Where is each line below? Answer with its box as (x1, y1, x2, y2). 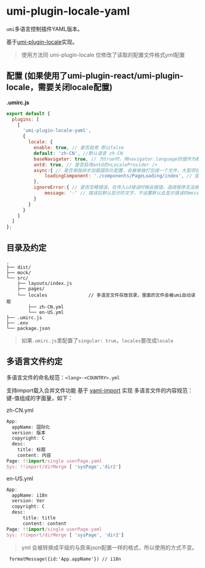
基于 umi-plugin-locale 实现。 (6, 38, 78, 45)
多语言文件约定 (6, 356, 63, 367)
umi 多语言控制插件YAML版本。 (6, 25, 84, 32)
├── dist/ (6, 264, 32, 270)
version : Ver (12, 498, 45, 504)
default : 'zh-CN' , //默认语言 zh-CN (33, 150, 123, 156)
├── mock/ (6, 270, 32, 276)
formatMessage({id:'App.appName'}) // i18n (9, 556, 121, 562)
